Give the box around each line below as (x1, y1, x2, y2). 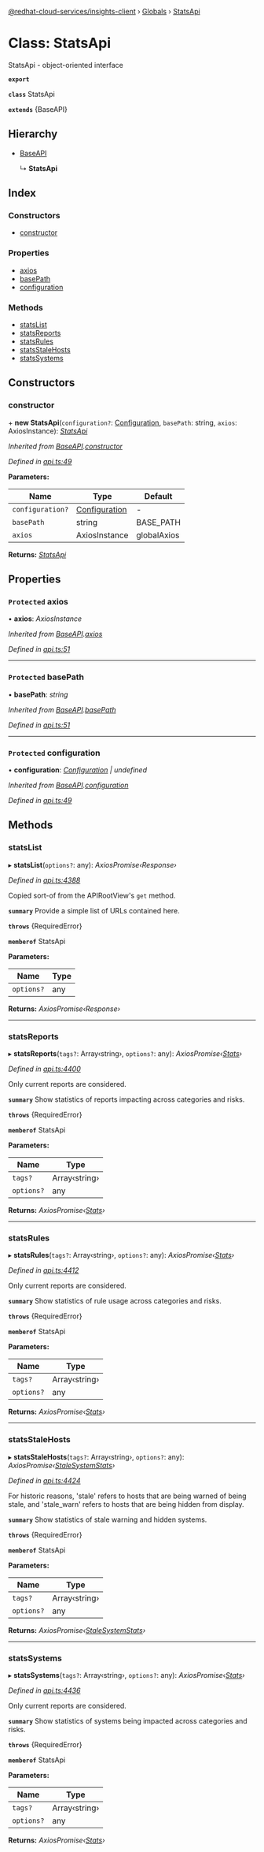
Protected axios (8, 597, 68, 608)
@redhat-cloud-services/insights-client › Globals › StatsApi (8, 7, 200, 16)
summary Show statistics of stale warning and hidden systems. (8, 1515, 207, 1524)
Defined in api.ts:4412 (8, 1266, 79, 1275)
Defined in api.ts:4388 (8, 875, 81, 885)
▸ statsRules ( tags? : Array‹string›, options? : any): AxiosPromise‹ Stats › (8, 1251, 235, 1260)
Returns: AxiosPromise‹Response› (8, 1004, 120, 1013)
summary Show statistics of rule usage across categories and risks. (8, 1296, 222, 1306)
